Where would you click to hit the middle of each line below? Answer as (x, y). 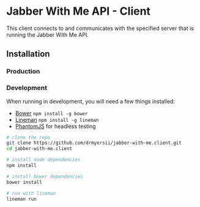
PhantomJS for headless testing (55, 126)
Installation (28, 54)
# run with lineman (31, 193)
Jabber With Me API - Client (79, 11)
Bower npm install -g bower (51, 113)
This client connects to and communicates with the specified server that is (100, 28)
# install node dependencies (43, 160)
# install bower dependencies (45, 176)
